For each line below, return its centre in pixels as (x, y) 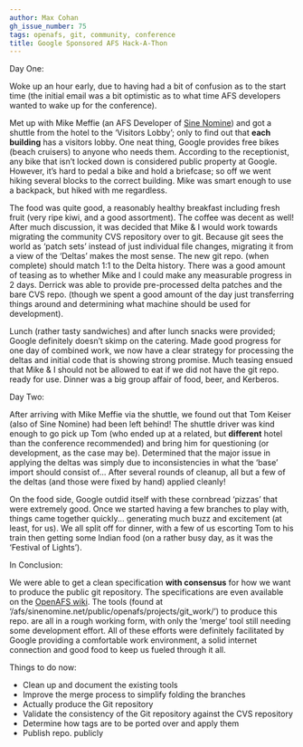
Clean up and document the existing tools (100, 685)
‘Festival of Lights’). (46, 548)
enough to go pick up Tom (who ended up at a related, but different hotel (146, 434)
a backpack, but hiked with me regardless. (88, 190)
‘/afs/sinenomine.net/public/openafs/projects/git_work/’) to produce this (143, 611)
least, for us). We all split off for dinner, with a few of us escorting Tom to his (151, 528)
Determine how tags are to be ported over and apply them (131, 723)
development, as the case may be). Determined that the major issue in (140, 453)
